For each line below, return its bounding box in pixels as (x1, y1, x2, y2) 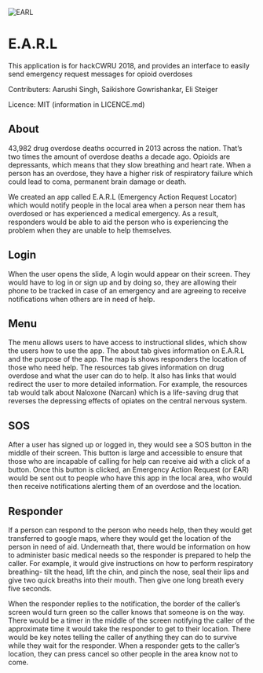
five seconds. (8, 584, 53, 593)
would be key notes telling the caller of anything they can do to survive (8, 633, 237, 642)
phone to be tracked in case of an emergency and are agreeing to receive (8, 285, 247, 295)
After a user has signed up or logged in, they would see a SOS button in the (8, 440, 252, 450)
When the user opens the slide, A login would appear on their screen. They (8, 269, 251, 278)
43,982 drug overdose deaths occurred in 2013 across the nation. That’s (8, 143, 243, 153)
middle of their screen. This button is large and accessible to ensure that (8, 448, 243, 458)
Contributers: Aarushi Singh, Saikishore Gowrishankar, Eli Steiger (8, 84, 218, 94)
